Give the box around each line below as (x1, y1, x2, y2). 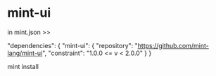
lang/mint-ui (7, 49, 43, 57)
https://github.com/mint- (137, 41, 209, 50)
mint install (7, 62, 39, 70)
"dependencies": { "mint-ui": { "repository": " (7, 41, 139, 50)
